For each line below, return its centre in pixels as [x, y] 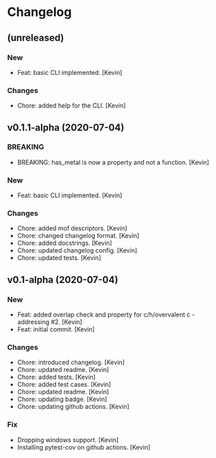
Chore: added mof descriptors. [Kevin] [72, 228]
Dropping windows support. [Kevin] [68, 440]
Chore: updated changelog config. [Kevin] [77, 251]
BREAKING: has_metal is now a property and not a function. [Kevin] [113, 162]
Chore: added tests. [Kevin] [56, 377]
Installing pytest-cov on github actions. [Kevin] [84, 447]
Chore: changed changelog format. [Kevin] [78, 236]
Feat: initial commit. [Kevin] [56, 330]
